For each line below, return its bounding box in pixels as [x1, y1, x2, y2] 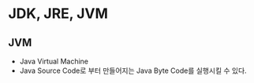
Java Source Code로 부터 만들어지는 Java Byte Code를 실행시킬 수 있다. [19, 66, 247, 75]
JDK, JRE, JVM [8, 5, 109, 23]
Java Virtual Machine [19, 56, 89, 66]
